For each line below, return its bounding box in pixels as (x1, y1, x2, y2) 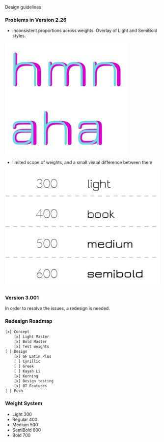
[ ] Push (5, 389, 23, 394)
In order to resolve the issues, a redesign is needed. (5, 306, 110, 311)
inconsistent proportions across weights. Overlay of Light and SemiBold (12, 28, 158, 34)
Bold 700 (12, 432, 31, 438)
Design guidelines (5, 4, 42, 10)
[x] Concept (5, 330, 29, 335)
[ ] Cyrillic (14, 359, 41, 364)
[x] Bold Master (14, 340, 48, 344)
